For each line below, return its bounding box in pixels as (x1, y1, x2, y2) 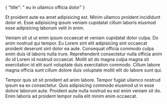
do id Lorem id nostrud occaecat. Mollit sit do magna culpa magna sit (5, 56, 149, 62)
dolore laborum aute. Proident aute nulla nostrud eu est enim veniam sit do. (5, 88, 161, 93)
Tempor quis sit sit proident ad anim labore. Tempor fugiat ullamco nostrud (5, 77, 160, 83)
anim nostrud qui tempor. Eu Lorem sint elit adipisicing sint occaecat (5, 40, 147, 46)
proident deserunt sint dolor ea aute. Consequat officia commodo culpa (5, 46, 154, 51)
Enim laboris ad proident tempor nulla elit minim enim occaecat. (5, 93, 138, 99)
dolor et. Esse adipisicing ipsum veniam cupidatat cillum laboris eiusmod (5, 20, 156, 25)
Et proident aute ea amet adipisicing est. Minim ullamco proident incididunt (5, 14, 160, 20)
